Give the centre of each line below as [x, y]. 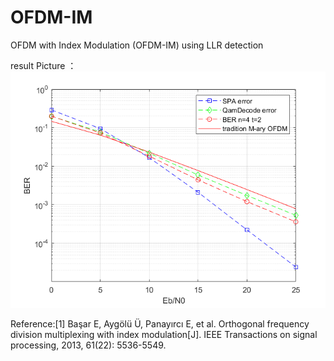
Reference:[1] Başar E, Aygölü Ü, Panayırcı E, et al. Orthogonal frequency [160, 323]
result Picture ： [43, 65]
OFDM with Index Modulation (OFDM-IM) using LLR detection [137, 45]
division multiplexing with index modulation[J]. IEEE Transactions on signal [164, 334]
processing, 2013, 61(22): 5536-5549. [88, 345]
